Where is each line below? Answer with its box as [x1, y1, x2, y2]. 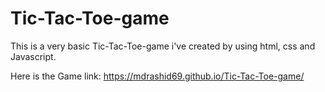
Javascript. [10, 50, 57, 62]
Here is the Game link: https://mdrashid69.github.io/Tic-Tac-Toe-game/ [10, 70, 305, 82]
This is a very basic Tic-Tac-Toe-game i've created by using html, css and [10, 40, 316, 52]
